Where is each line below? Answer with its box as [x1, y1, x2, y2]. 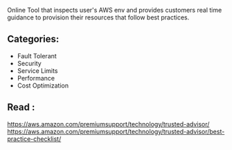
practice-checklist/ [7, 135, 62, 143]
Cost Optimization [17, 81, 69, 90]
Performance [17, 74, 55, 82]
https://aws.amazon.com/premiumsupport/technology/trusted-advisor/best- [7, 127, 225, 135]
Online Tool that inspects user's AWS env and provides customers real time [7, 6, 222, 14]
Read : [7, 101, 35, 113]
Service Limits [17, 66, 58, 75]
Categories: [7, 33, 60, 45]
